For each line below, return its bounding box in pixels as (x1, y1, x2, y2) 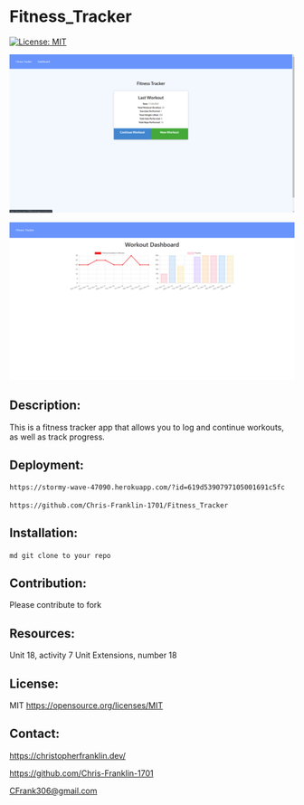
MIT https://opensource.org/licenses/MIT (9, 699, 164, 711)
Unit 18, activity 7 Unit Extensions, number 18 (9, 649, 177, 661)
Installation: (9, 526, 79, 541)
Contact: (9, 726, 61, 742)
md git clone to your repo (9, 551, 111, 560)
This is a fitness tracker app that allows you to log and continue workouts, (9, 421, 285, 432)
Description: (9, 398, 81, 413)
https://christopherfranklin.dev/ (9, 750, 127, 761)
